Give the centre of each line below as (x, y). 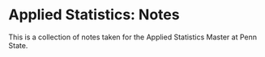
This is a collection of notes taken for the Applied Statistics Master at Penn (133, 37)
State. (18, 45)
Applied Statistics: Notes (94, 15)
